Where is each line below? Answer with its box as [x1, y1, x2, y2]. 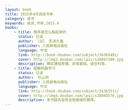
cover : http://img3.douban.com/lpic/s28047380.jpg [18, 57, 124, 62]
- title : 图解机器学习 [14, 66, 56, 71]
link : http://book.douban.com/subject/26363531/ [18, 89, 119, 93]
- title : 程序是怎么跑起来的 [14, 30, 67, 35]
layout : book [5, 7, 32, 12]
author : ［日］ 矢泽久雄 [18, 39, 64, 44]
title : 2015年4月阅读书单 [5, 12, 54, 17]
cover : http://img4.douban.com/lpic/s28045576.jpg [18, 93, 124, 98]
